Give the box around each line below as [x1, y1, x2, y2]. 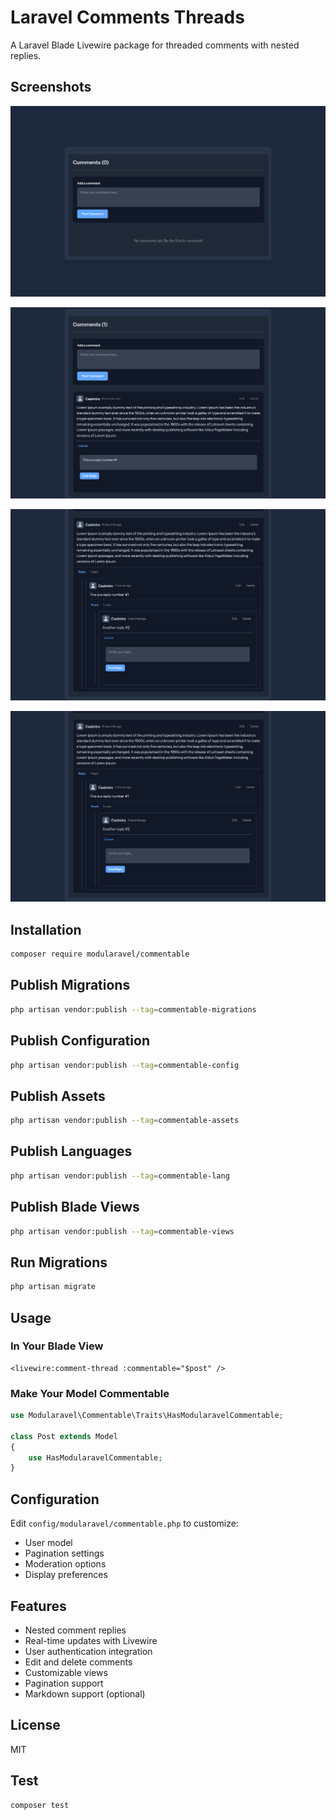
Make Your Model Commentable [10, 1386, 170, 1400]
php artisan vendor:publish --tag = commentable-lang [10, 1171, 230, 1181]
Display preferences [24, 1569, 108, 1581]
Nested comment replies [24, 1624, 127, 1636]
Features [10, 1597, 67, 1615]
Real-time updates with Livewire [24, 1634, 158, 1646]
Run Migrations [10, 1254, 108, 1271]
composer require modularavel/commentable [10, 949, 190, 960]
